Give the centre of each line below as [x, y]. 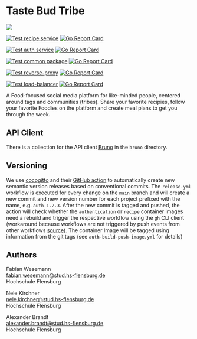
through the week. [28, 114]
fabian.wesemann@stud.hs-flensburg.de [56, 275]
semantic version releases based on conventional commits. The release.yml [99, 186]
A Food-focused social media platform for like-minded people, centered [93, 95]
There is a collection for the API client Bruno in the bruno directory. [87, 147]
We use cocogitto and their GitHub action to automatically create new [91, 180]
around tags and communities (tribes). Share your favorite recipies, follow [96, 102]
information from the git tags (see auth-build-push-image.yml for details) [94, 236]
